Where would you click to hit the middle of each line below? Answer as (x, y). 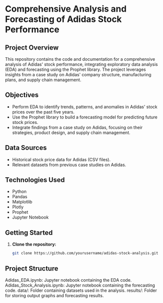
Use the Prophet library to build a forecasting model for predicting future (85, 117)
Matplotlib (22, 202)
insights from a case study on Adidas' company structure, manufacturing (78, 75)
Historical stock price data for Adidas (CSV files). (61, 159)
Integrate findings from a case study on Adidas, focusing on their (77, 127)
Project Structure (32, 268)
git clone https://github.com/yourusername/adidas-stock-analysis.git (85, 253)
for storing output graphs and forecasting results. (54, 295)
